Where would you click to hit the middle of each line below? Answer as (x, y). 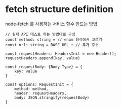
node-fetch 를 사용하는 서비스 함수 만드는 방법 (51, 24)
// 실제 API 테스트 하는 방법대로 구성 (40, 34)
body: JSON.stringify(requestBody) (52, 97)
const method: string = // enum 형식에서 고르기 (54, 39)
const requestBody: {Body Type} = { (44, 67)
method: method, (32, 89)
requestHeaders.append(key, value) (43, 58)
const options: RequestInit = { (39, 84)
